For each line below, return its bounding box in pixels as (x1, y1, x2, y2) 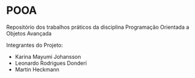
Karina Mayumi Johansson (14, 53, 81, 60)
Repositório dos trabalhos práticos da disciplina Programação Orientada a (6, 23, 190, 31)
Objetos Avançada (6, 29, 52, 37)
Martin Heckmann (14, 65, 60, 73)
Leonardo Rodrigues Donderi (14, 59, 87, 67)
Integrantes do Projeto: (6, 41, 63, 49)
